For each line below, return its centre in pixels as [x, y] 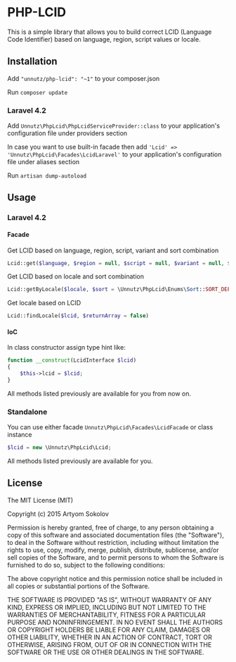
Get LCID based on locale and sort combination [76, 276]
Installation [32, 62]
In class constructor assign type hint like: [67, 348]
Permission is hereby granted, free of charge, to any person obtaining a [111, 527]
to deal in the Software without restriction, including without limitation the [113, 542]
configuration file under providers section [67, 133]
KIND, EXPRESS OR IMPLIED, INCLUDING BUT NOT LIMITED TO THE [107, 607]
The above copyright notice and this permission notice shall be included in [115, 578]
